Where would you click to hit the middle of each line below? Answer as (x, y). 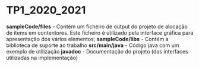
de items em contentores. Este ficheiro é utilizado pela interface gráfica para (100, 32)
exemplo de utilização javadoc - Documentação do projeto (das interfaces (97, 51)
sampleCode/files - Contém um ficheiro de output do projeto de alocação (97, 26)
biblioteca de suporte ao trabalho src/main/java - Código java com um (93, 45)
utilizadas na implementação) (42, 58)
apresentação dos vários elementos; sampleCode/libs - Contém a (87, 39)
